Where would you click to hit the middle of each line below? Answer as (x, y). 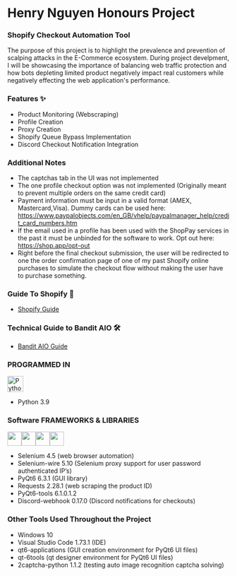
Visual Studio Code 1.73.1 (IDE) (62, 542)
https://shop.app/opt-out (54, 246)
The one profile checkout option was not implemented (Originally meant (122, 186)
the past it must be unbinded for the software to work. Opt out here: (116, 238)
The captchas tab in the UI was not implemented (88, 178)
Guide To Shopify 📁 (41, 294)
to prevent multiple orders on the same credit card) (92, 193)
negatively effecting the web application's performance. (89, 81)
